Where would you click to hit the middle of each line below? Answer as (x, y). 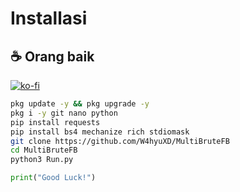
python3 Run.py (42, 160)
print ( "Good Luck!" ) (53, 178)
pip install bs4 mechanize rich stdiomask (100, 132)
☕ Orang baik (52, 56)
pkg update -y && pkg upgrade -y (80, 104)
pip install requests (55, 122)
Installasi (49, 18)
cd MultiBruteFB (44, 150)
